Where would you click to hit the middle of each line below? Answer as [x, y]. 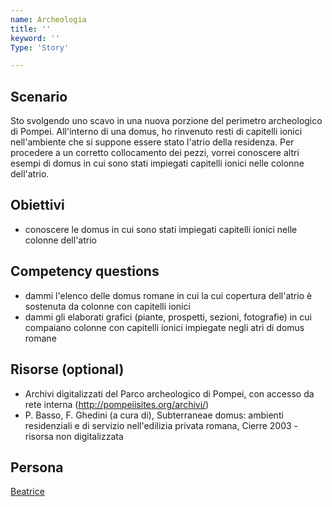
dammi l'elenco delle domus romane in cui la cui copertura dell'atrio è [168, 295]
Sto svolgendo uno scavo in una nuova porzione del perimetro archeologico [166, 121]
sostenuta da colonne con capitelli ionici [107, 306]
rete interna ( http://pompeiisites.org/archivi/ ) [117, 404]
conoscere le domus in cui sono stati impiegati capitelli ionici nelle [161, 229]
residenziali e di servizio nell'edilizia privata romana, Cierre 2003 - [161, 425]
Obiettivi [37, 205]
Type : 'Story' [40, 47]
